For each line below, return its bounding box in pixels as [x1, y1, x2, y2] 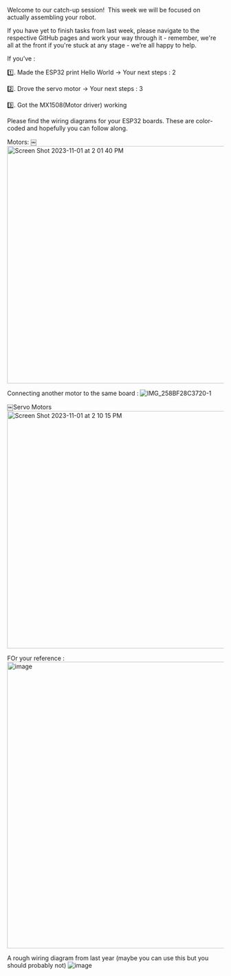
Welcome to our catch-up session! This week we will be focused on [7, 6, 201, 14]
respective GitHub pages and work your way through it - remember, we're [7, 34, 217, 42]
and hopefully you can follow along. [26, 124, 129, 132]
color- [195, 117, 213, 125]
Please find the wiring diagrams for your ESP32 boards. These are [7, 117, 195, 125]
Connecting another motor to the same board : [7, 389, 139, 397]
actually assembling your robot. [7, 13, 96, 21]
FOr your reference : [7, 654, 65, 662]
